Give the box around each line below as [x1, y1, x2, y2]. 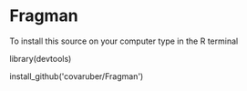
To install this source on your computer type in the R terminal [9, 35, 239, 46]
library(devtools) [9, 53, 72, 64]
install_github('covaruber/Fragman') [9, 70, 144, 82]
